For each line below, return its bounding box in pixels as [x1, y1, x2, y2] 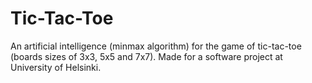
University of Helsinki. [10, 61, 102, 73]
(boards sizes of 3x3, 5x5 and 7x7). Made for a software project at [10, 50, 283, 62]
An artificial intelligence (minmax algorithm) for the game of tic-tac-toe [10, 40, 302, 52]
